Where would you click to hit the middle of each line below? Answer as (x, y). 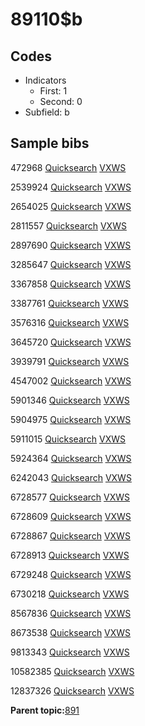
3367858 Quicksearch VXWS (71, 284)
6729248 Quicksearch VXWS (71, 574)
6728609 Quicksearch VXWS (71, 516)
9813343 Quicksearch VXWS (70, 652)
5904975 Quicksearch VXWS (71, 419)
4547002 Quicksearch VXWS (71, 380)
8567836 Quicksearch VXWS (71, 613)
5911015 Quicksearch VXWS (68, 439)
